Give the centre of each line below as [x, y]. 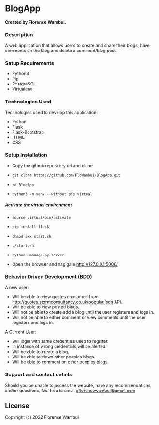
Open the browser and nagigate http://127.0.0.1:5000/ [65, 264]
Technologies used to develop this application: [51, 112]
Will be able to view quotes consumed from [55, 297]
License [17, 405]
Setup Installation [26, 155]
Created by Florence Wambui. [36, 22]
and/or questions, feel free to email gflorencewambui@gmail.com [70, 390]
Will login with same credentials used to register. [60, 341]
